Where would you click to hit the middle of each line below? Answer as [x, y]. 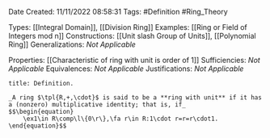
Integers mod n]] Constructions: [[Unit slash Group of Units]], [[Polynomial [132, 36]
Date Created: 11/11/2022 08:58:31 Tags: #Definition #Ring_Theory [118, 12]
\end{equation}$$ [38, 126]
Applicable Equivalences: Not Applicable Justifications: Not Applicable [126, 69]
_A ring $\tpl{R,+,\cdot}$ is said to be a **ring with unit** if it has [135, 98]
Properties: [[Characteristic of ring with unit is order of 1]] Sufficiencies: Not [134, 60]
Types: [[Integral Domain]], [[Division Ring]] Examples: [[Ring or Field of [128, 27]
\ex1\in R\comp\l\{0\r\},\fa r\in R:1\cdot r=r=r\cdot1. [121, 119]
